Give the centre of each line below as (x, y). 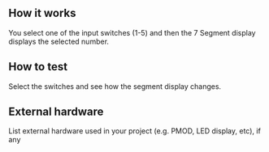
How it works (42, 13)
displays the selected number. (59, 41)
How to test (38, 67)
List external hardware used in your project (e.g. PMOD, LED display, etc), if (135, 131)
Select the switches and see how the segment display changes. (115, 86)
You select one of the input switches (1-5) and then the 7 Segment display (132, 32)
